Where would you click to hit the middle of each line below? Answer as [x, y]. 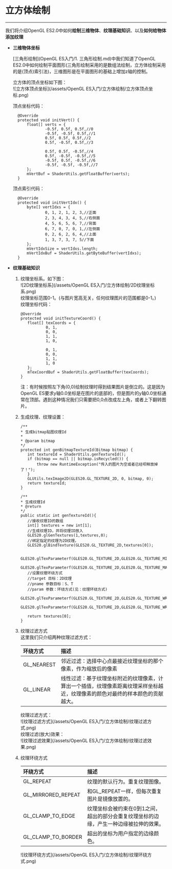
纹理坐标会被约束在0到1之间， [124, 808]
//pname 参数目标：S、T [50, 584]
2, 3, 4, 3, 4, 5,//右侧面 [73, 218]
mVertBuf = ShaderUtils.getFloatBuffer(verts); [78, 174]
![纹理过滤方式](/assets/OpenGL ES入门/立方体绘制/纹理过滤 [84, 721]
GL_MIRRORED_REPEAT [52, 795]
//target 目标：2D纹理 [50, 578]
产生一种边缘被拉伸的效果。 [131, 823]
